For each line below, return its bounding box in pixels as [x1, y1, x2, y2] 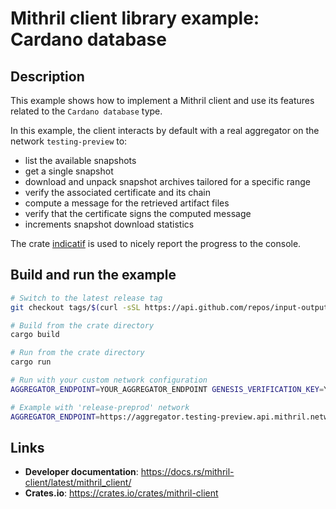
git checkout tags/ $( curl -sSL [10, 302, 141, 312]
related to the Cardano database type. [10, 105, 163, 117]
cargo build [10, 330, 60, 340]
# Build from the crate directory [10, 320, 155, 331]
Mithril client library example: [10, 7, 260, 30]
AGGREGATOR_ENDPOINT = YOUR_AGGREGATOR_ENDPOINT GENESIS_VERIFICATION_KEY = [10, 384, 325, 394]
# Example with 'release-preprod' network [10, 402, 190, 412]
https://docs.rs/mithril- [140, 466, 235, 478]
